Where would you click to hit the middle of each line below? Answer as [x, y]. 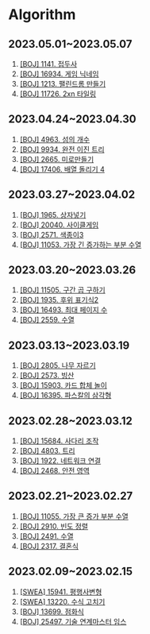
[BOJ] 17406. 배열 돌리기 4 [62, 169]
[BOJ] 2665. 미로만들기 [57, 159]
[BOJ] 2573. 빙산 [47, 376]
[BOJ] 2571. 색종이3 [52, 234]
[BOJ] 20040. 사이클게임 [59, 225]
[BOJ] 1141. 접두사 [48, 64]
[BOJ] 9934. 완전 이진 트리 [62, 149]
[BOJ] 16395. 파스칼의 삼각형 [65, 396]
